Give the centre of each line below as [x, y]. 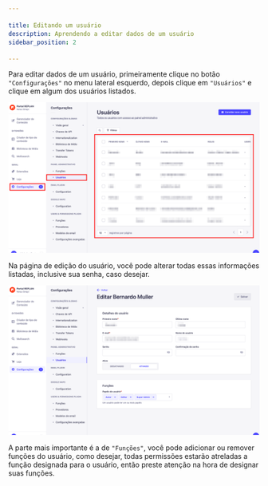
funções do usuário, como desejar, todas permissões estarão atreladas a [128, 456]
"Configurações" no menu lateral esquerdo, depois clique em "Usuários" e [130, 83]
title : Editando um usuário [55, 25]
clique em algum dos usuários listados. [73, 91]
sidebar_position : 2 [43, 42]
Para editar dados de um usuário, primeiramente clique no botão [114, 74]
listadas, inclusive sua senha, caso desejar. [79, 275]
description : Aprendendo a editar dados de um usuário [101, 34]
